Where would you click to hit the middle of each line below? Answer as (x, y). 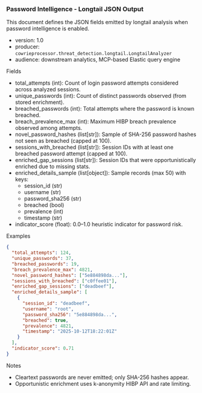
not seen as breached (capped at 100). (63, 141)
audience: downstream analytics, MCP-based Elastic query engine (98, 60)
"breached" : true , (45, 320)
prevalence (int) (44, 212)
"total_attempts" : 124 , (41, 253)
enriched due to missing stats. (52, 167)
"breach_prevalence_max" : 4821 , (52, 270)
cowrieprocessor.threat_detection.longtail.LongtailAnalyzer (93, 54)
